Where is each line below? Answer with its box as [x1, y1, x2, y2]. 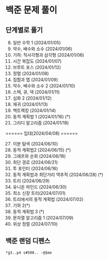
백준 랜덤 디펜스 [5, 237, 51, 245]
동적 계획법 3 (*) [12, 209, 45, 215]
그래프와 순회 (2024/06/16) [12, 153, 66, 159]
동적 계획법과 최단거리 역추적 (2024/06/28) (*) [12, 172, 104, 178]
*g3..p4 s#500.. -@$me [5, 250, 52, 255]
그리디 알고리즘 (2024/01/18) [12, 120, 69, 126]
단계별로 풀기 [5, 26, 43, 34]
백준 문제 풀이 [5, 4, 57, 16]
